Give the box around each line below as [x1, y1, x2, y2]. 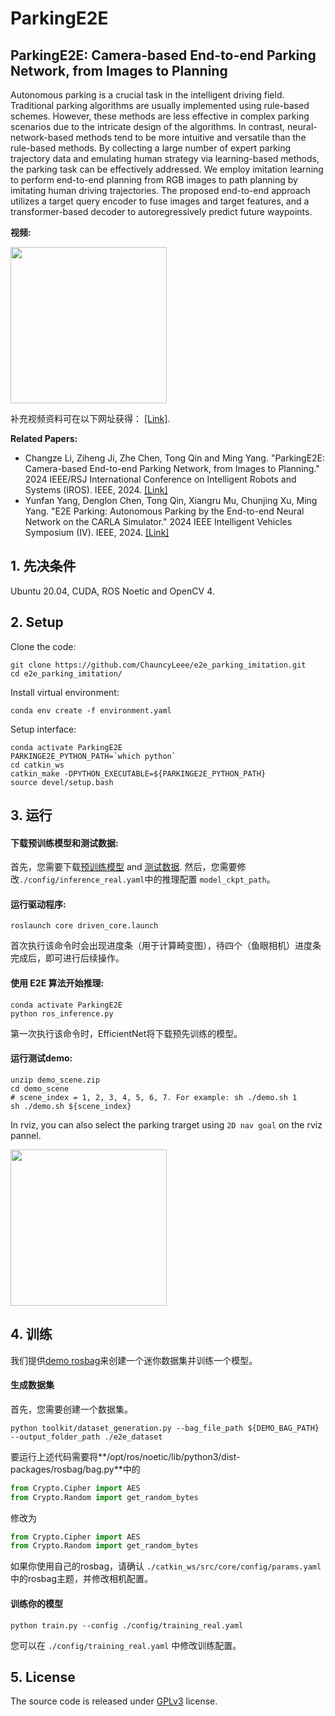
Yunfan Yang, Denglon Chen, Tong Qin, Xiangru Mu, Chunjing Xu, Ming [24, 495, 318, 506]
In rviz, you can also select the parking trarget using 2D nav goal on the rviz [10, 1118, 323, 1131]
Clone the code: [10, 640, 77, 652]
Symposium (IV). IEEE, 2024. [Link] [24, 527, 170, 538]
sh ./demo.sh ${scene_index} [10, 1101, 132, 1111]
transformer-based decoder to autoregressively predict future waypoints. [10, 206, 313, 217]
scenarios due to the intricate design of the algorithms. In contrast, [10, 121, 286, 132]
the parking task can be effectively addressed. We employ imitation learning [10, 163, 324, 175]
